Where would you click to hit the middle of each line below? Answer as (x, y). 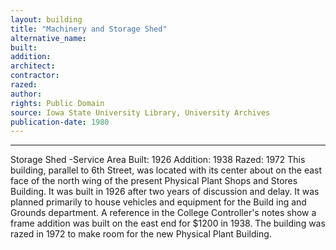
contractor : (35, 76)
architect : (33, 66)
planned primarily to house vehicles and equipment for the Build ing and (158, 202)
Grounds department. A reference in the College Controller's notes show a (163, 213)
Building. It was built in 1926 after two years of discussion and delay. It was (165, 192)
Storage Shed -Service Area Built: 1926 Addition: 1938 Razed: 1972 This (158, 160)
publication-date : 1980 (60, 122)
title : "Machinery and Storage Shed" (89, 29)
